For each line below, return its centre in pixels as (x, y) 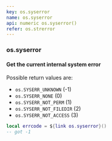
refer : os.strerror (31, 29)
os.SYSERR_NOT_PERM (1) (43, 102)
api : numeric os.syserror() (42, 23)
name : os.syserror (29, 18)
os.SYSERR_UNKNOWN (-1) (43, 90)
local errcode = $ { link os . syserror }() (57, 126)
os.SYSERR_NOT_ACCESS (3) (47, 115)
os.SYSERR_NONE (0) (38, 96)
